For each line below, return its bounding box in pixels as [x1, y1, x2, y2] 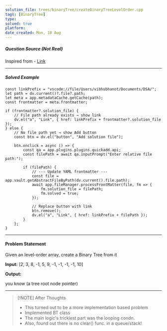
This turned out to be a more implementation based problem [24, 305, 148, 311]
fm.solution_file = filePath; [40, 187, 103, 192]
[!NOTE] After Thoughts [17, 295, 66, 301]
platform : [5, 26, 26, 31]
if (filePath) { [23, 165, 57, 170]
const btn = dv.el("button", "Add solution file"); [14, 134, 123, 139]
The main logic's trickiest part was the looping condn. [24, 315, 135, 321]
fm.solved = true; [40, 191, 79, 196]
